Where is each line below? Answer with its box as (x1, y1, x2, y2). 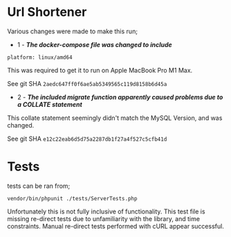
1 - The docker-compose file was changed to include (17, 40, 173, 49)
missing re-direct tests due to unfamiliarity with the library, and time (7, 214, 201, 222)
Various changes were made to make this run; (7, 27, 138, 35)
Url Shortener (7, 4, 87, 20)
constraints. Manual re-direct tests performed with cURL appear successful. (7, 222, 225, 230)
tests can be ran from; (7, 182, 71, 190)
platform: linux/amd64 (7, 53, 73, 61)
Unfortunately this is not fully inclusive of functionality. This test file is (7, 207, 205, 216)
